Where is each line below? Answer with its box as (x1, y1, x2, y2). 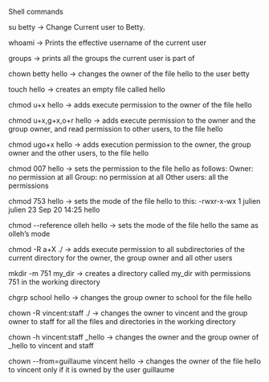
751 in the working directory (8, 277, 100, 286)
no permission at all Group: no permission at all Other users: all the (8, 173, 229, 181)
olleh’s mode (8, 229, 51, 238)
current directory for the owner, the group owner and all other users (8, 253, 233, 262)
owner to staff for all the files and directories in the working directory (8, 317, 236, 326)
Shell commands (8, 7, 64, 16)
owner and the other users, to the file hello (8, 148, 149, 157)
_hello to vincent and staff (8, 341, 95, 350)
